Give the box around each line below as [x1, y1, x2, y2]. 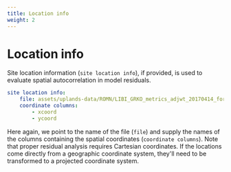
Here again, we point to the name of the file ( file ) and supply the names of [7, 127, 220, 136]
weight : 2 [7, 17, 36, 23]
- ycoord [32, 115, 57, 122]
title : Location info [7, 10, 69, 17]
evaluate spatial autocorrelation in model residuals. [7, 76, 151, 85]
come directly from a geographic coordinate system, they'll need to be [7, 149, 207, 158]
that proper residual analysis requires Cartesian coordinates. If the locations [7, 142, 222, 150]
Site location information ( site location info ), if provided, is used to [7, 69, 203, 77]
